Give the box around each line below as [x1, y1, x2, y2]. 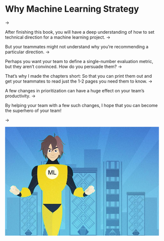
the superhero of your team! [5, 108, 62, 113]
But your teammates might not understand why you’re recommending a [5, 44, 149, 49]
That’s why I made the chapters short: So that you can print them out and [5, 73, 152, 79]
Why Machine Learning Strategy [5, 3, 139, 15]
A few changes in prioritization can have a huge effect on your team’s [5, 88, 145, 93]
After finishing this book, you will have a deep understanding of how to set [5, 29, 155, 35]
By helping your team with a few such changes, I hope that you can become [5, 102, 158, 108]
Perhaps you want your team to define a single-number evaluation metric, [5, 58, 154, 64]
